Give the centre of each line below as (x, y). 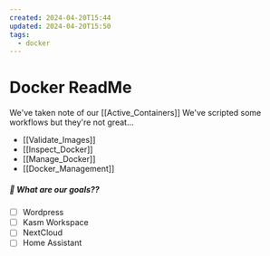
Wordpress (43, 213)
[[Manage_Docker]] (59, 159)
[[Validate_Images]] (59, 140)
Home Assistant (52, 243)
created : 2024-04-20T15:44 (60, 18)
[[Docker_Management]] (68, 169)
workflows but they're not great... (72, 122)
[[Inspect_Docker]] (58, 149)
